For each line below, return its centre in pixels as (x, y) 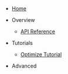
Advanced (24, 66)
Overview (23, 20)
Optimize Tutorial (41, 54)
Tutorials (22, 43)
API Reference (38, 31)
